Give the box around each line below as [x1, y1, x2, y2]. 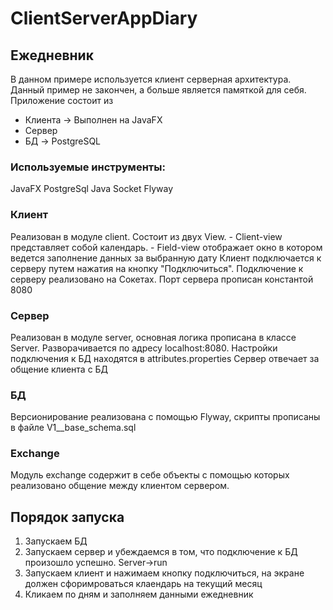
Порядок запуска [10, 508, 125, 526]
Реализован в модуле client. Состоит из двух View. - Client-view [10, 230, 283, 242]
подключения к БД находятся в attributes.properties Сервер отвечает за [10, 352, 320, 364]
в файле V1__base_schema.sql [10, 422, 137, 434]
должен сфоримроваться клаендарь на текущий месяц [24, 578, 263, 590]
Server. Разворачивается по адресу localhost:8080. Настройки [10, 342, 278, 354]
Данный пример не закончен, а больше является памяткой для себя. [10, 84, 307, 96]
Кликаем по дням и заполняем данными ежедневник [24, 588, 254, 601]
